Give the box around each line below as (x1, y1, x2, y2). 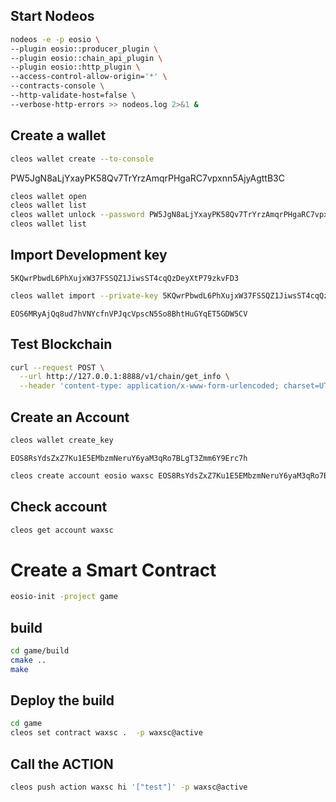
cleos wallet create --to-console (10, 154, 155, 164)
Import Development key (10, 247, 168, 264)
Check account (10, 499, 108, 516)
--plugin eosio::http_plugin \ (10, 62, 141, 73)
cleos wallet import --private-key (10, 290, 159, 301)
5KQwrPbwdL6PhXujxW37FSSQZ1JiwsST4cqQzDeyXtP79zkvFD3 (10, 273, 240, 283)
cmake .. (10, 655, 47, 665)
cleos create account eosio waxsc (10, 470, 155, 481)
